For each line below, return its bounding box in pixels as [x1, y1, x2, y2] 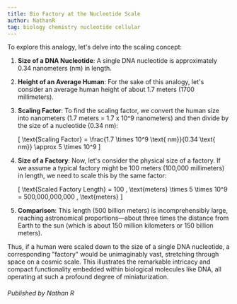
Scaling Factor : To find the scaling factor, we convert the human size [17, 107, 219, 115]
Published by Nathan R [7, 288, 74, 297]
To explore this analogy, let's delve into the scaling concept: [7, 43, 183, 52]
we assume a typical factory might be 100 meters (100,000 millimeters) [17, 164, 225, 173]
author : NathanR [7, 17, 55, 24]
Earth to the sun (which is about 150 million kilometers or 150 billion [17, 221, 214, 230]
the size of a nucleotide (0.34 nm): [17, 122, 119, 130]
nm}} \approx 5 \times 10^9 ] [17, 143, 101, 151]
